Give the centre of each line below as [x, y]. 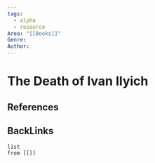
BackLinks [31, 131]
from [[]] [22, 153]
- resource [29, 27]
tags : [15, 14]
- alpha [25, 20]
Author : [19, 46]
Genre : [17, 40]
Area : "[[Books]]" [34, 33]
